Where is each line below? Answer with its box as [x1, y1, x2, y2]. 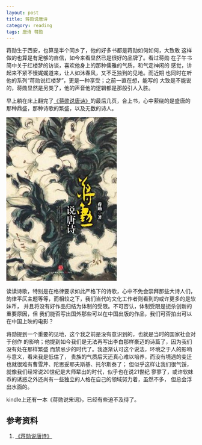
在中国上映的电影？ [6, 318, 54, 325]
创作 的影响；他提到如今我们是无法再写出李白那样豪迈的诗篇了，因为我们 [11, 338, 192, 346]
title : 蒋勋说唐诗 [6, 16, 48, 22]
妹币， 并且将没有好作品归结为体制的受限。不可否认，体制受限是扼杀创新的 [6, 303, 192, 310]
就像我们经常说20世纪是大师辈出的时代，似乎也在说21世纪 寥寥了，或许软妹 [6, 368, 194, 376]
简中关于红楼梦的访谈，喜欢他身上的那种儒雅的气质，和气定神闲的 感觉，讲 [6, 62, 192, 69]
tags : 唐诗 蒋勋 [6, 29, 43, 35]
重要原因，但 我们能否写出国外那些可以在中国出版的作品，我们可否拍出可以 [6, 310, 192, 317]
